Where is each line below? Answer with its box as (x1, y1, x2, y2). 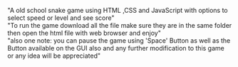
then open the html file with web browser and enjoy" (7, 29, 162, 37)
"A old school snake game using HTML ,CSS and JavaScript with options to (7, 6, 228, 14)
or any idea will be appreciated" (7, 51, 101, 60)
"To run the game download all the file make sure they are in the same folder (7, 21, 232, 29)
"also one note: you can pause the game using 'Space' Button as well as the (7, 36, 231, 45)
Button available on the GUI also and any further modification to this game (7, 44, 224, 52)
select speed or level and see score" (7, 14, 115, 22)
